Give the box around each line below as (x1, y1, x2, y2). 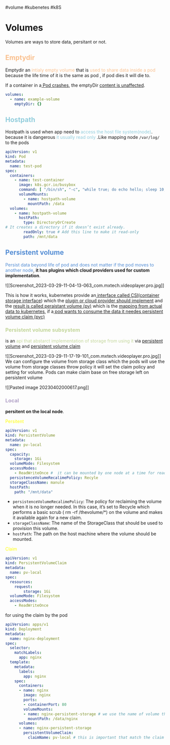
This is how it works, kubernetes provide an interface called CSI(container (5, 292, 160, 298)
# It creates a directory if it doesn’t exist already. (5, 225, 125, 230)
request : (14, 584, 33, 589)
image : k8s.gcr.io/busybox (18, 182, 76, 188)
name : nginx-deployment (10, 636, 60, 641)
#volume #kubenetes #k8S (5, 5, 62, 10)
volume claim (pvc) (5, 314, 45, 320)
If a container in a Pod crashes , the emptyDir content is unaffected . (5, 82, 145, 88)
